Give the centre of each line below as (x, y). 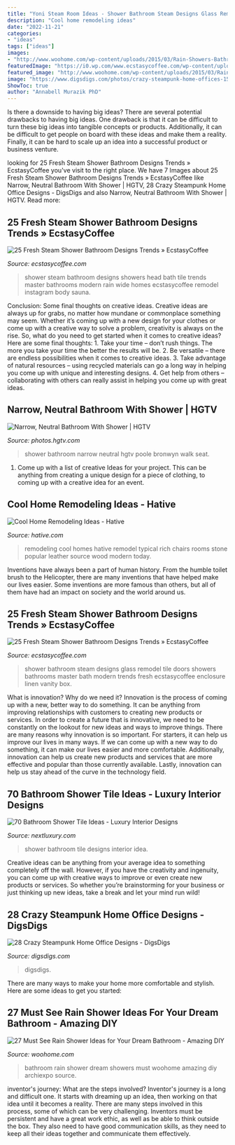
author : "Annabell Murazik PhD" (54, 92)
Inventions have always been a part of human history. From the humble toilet (117, 570)
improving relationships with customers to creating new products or (105, 712)
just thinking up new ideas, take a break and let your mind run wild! (104, 892)
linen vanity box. (48, 684)
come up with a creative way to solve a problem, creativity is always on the (115, 328)
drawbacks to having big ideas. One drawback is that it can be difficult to (113, 119)
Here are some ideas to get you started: (65, 991)
